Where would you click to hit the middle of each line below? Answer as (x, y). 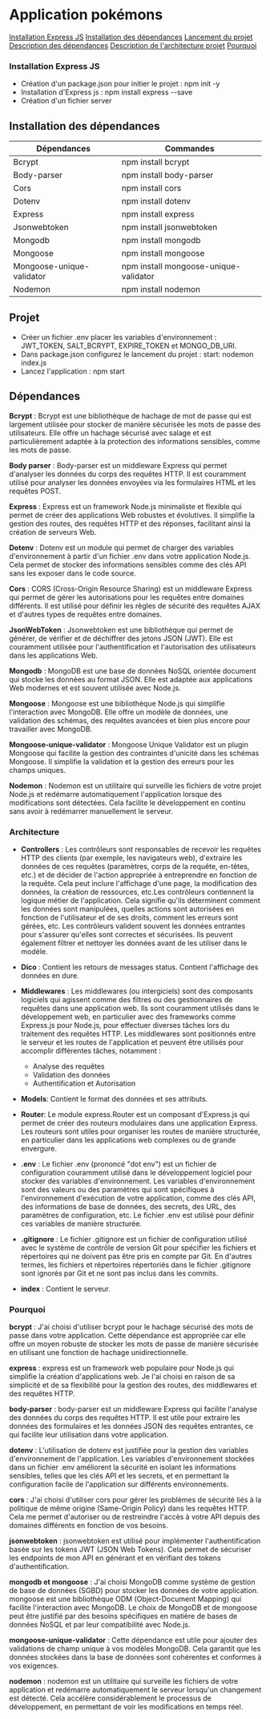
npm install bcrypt (155, 162)
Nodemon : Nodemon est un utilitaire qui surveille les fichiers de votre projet (135, 785)
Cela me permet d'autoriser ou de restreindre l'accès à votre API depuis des (135, 1517)
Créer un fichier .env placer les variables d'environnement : (119, 337)
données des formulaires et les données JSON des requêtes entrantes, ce (131, 1426)
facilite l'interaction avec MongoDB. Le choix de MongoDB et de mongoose (133, 1608)
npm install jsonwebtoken (169, 228)
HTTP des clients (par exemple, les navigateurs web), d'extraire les (131, 857)
